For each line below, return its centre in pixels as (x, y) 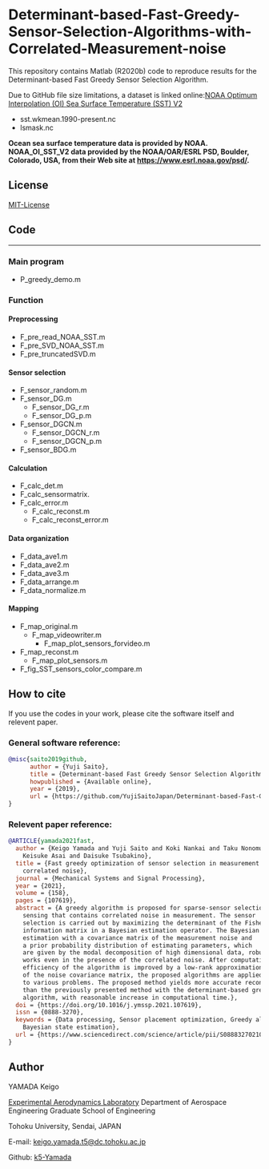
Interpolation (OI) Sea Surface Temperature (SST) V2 (95, 103)
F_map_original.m (49, 626)
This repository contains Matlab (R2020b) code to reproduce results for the (133, 71)
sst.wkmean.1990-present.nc (68, 119)
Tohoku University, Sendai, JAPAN (65, 1126)
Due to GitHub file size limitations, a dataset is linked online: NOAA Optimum (133, 95)
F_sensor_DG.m (46, 399)
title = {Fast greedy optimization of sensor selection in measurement (138, 863)
